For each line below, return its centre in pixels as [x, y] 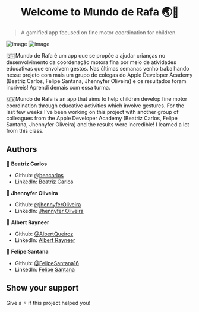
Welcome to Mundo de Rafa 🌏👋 [100, 12]
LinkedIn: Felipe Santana [45, 269]
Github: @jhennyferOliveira [48, 204]
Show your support [42, 288]
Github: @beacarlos [39, 175]
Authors [22, 149]
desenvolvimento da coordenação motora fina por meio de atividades [91, 62]
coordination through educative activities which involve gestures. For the [95, 106]
